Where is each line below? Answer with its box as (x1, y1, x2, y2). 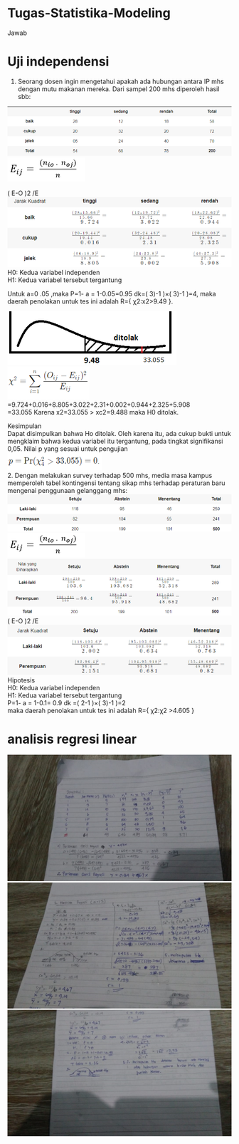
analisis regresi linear (7, 731, 137, 747)
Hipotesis (7, 675, 36, 685)
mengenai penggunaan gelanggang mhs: (7, 487, 128, 495)
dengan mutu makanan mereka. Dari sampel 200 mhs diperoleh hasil (17, 84, 220, 93)
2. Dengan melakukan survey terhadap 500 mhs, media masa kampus (7, 472, 213, 480)
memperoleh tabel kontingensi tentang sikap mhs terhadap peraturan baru (7, 479, 225, 487)
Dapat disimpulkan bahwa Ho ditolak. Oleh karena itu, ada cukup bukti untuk (7, 430, 231, 438)
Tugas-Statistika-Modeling (7, 5, 171, 21)
